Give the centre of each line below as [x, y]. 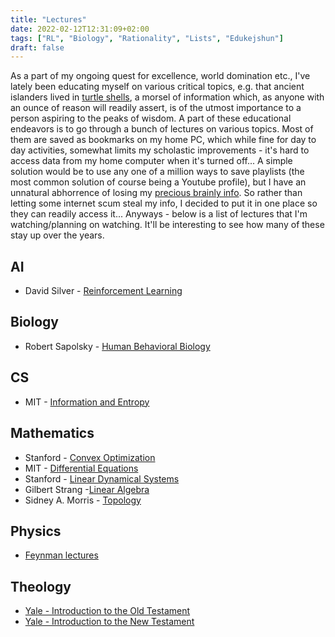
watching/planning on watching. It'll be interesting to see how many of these [167, 225]
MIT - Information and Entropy [87, 402]
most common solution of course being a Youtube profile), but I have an [158, 182]
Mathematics [52, 433]
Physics [36, 531]
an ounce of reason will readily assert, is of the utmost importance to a [156, 108]
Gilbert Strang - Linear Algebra [87, 489]
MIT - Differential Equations [81, 468]
